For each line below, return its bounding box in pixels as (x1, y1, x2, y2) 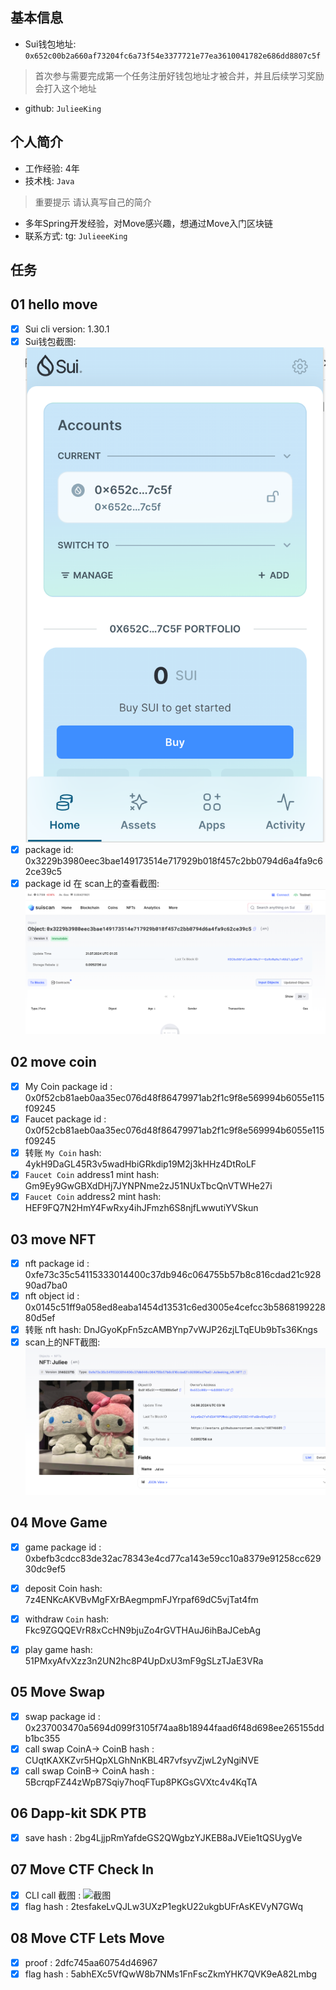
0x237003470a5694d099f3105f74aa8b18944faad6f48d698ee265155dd (24, 1721, 325, 1733)
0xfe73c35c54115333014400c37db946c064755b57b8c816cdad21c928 (24, 1269, 322, 1281)
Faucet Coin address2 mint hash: (24, 1191, 162, 1203)
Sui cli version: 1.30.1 (24, 323, 110, 335)
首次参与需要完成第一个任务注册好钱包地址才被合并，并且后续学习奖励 (34, 69, 325, 82)
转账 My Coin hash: (24, 1146, 102, 1158)
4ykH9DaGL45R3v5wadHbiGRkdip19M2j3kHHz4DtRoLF (24, 1158, 257, 1170)
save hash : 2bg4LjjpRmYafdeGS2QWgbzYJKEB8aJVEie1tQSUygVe (24, 1831, 303, 1843)
